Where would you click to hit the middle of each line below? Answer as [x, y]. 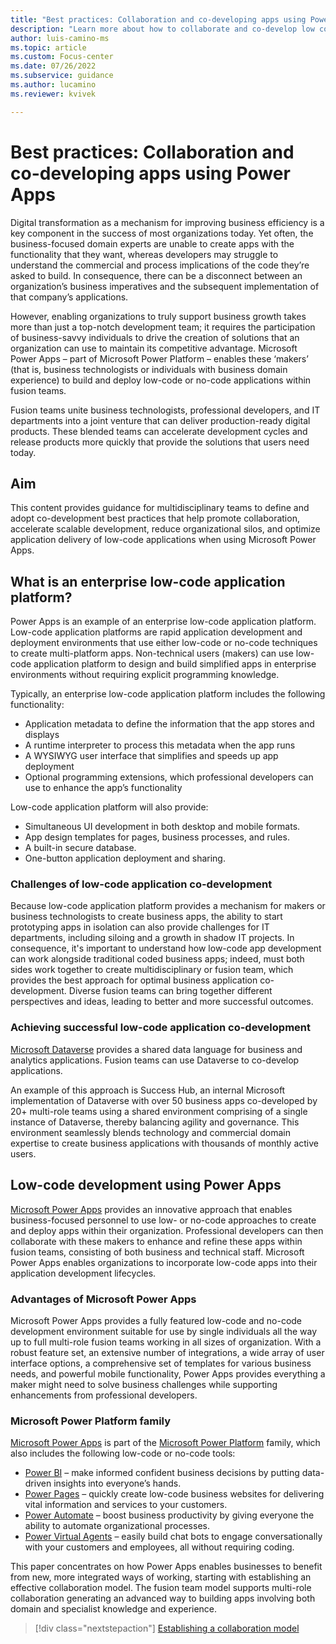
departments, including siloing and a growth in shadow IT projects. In [152, 938]
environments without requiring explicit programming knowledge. [145, 675]
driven [38, 1483]
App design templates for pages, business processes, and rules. [157, 837]
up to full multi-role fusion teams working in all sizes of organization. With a [166, 1342]
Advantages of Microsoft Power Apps [103, 1299]
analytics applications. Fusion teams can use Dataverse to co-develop [155, 1060]
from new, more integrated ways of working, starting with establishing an [161, 1577]
